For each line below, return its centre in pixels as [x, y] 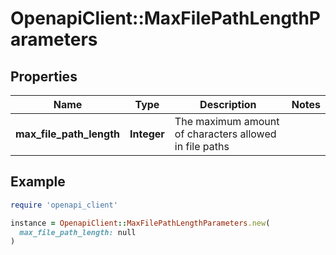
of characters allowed [225, 134]
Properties [44, 76]
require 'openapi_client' [64, 205]
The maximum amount [227, 121]
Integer [147, 134]
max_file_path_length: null [78, 232]
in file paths [202, 146]
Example [38, 182]
